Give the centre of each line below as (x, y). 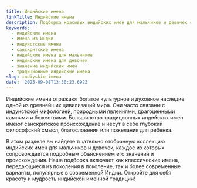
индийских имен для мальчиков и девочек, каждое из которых (85, 148)
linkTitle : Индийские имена (40, 17)
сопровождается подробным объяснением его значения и (80, 154)
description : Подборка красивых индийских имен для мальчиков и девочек (97, 22)
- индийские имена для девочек (50, 60)
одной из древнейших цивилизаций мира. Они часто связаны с (86, 105)
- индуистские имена (36, 45)
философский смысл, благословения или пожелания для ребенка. (89, 130)
